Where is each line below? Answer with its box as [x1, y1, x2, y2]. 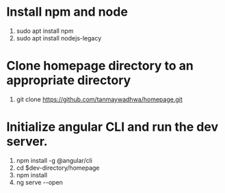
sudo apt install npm [16, 27, 74, 35]
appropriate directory [6, 73, 131, 88]
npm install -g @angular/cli [16, 156, 93, 164]
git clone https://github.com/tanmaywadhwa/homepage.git [16, 95, 183, 103]
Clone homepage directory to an [6, 58, 194, 74]
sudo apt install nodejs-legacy [16, 34, 102, 42]
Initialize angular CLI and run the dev [6, 119, 219, 135]
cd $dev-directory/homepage [16, 164, 100, 172]
